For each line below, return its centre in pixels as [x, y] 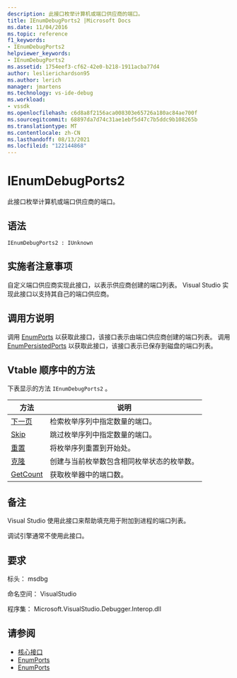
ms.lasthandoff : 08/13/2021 [49, 139]
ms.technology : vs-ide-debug [50, 93]
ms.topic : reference [38, 34]
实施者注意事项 [40, 267]
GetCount [27, 474]
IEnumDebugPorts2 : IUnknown [50, 243]
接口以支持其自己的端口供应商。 [66, 294]
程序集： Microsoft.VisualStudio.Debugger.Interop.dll [84, 608]
